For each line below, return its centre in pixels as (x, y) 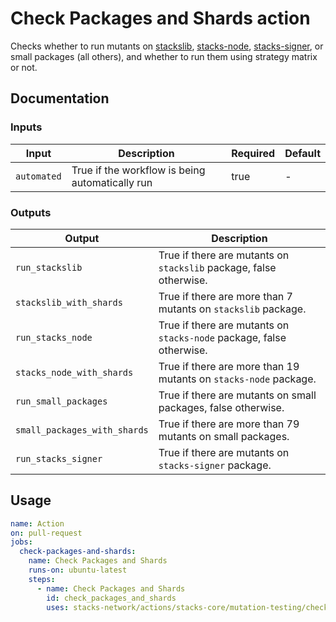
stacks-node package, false (222, 337)
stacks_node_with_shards (74, 372)
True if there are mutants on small (237, 395)
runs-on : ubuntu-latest (78, 570)
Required (253, 153)
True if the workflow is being (138, 170)
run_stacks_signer (59, 458)
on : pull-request (46, 533)
